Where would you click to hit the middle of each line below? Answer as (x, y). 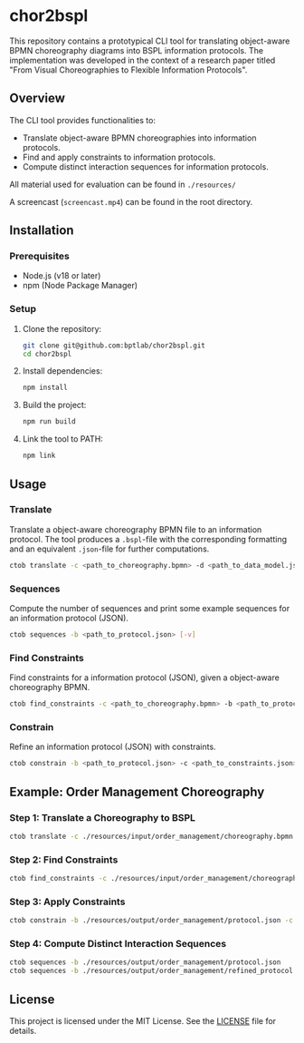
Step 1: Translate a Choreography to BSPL (103, 817)
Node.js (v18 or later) (62, 276)
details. (23, 1030)
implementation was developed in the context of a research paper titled (142, 60)
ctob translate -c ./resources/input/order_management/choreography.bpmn (152, 836)
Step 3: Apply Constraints (67, 902)
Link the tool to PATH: (63, 439)
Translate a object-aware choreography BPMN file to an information (136, 529)
